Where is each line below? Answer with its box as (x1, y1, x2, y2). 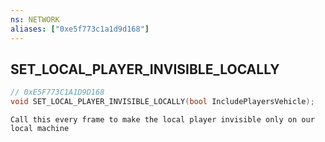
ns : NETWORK (10, 14, 60, 25)
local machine (10, 124, 70, 134)
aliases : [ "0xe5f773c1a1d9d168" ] (10, 24, 150, 34)
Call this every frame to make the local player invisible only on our (10, 115, 315, 125)
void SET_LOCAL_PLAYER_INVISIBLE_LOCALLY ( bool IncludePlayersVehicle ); (10, 97, 315, 107)
